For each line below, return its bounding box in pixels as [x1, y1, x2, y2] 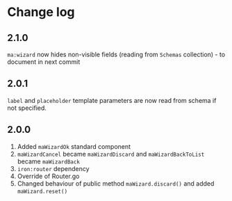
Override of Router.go [17, 172, 80, 180]
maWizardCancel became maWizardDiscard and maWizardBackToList [17, 150, 205, 158]
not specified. [7, 104, 47, 112]
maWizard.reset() [17, 188, 68, 195]
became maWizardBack [17, 157, 80, 166]
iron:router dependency [17, 164, 90, 172]
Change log [7, 4, 75, 20]
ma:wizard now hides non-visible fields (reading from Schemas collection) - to [7, 50, 226, 58]
